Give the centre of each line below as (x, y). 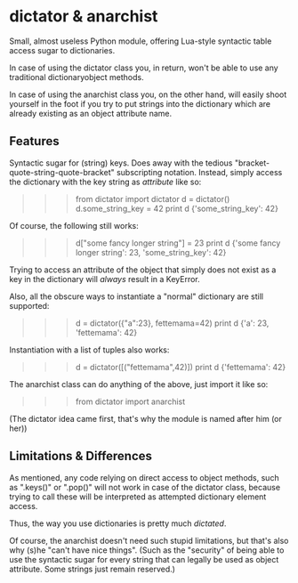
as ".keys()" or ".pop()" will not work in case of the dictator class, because (145, 487)
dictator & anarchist (84, 16)
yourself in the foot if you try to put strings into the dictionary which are (140, 103)
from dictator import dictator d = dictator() (153, 198)
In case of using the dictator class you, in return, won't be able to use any (144, 68)
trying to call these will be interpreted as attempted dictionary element (138, 497)
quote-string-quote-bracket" (62, 172)
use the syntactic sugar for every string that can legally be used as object (144, 559)
